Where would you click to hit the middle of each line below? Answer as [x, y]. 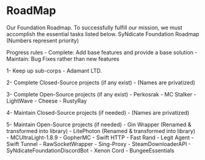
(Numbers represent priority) [43, 40]
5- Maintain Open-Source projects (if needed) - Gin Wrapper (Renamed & [99, 124]
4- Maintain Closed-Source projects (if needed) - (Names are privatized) [98, 112]
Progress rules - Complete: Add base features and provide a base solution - [102, 52]
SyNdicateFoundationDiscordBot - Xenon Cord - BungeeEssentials [90, 150]
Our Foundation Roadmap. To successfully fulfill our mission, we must [94, 27]
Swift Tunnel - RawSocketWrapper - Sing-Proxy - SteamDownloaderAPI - [99, 144]
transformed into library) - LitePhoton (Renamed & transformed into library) [101, 131]
